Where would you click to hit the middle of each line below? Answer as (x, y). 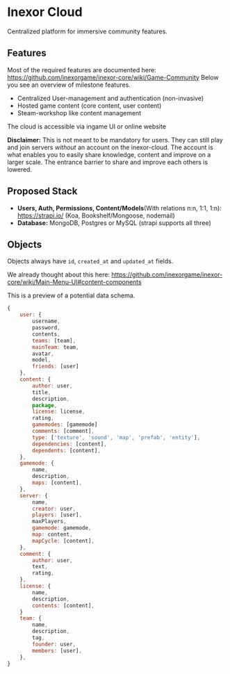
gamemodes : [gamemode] (65, 425)
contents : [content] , (64, 605)
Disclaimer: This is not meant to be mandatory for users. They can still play (115, 140)
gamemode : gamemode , (62, 528)
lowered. (20, 169)
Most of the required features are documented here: (82, 69)
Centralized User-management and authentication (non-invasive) (110, 98)
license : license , (59, 412)
